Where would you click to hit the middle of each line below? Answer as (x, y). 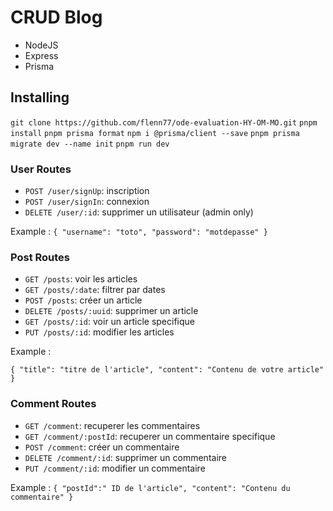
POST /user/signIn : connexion (87, 202)
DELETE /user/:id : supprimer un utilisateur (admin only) (139, 212)
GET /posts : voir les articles (81, 279)
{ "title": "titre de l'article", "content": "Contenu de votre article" (167, 370)
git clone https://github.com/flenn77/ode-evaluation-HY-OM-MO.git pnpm (164, 122)
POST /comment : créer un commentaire (102, 447)
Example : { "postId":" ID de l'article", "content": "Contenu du (150, 487)
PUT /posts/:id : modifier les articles (99, 332)
